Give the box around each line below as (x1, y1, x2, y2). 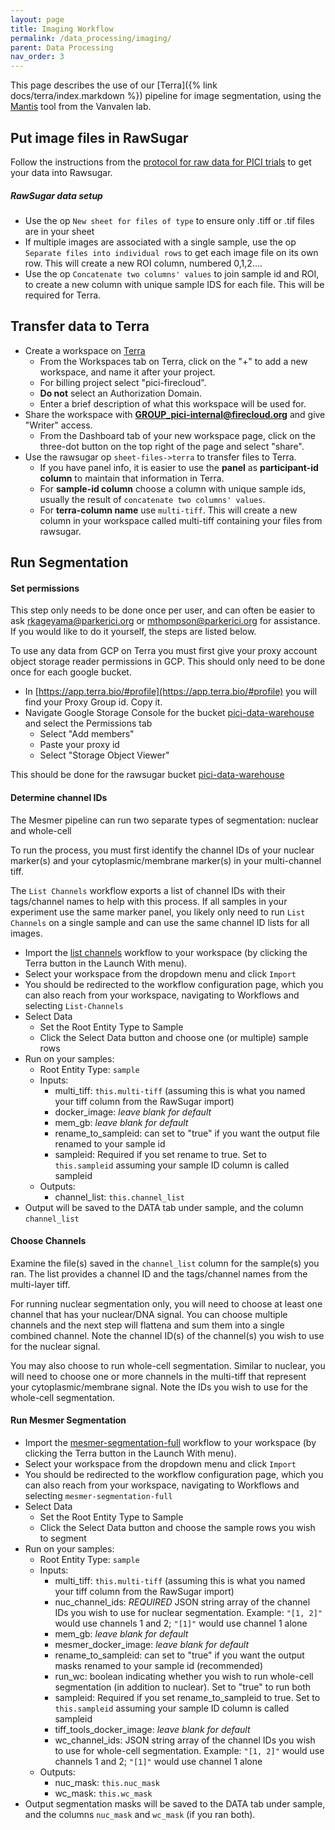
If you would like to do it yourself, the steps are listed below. (10, 626, 257, 638)
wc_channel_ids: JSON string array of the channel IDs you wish (54, 1734, 316, 1746)
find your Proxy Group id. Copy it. (24, 696, 163, 708)
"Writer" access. (24, 419, 93, 431)
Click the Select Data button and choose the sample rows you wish (39, 1521, 316, 1533)
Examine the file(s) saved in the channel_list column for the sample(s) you (10, 1257, 320, 1269)
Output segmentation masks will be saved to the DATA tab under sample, (24, 1797, 326, 1810)
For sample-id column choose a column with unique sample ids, (39, 482, 307, 495)
